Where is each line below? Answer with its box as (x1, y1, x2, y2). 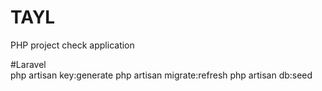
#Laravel (10, 58, 47, 70)
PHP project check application (10, 39, 135, 51)
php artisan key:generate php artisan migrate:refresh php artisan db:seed (10, 69, 313, 81)
